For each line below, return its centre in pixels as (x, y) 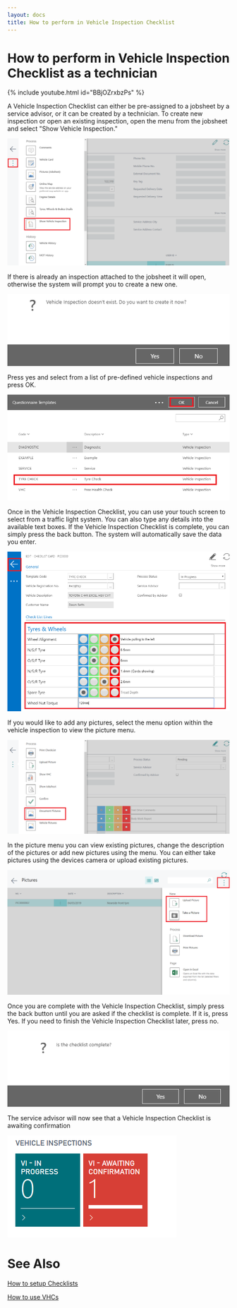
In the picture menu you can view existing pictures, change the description (116, 845)
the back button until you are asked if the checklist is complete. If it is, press (118, 1014)
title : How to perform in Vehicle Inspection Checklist (91, 22)
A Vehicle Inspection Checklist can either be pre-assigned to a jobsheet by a (119, 107)
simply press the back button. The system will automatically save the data (115, 534)
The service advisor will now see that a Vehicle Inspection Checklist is (109, 1118)
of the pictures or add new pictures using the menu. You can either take (112, 853)
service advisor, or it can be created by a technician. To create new (105, 114)
